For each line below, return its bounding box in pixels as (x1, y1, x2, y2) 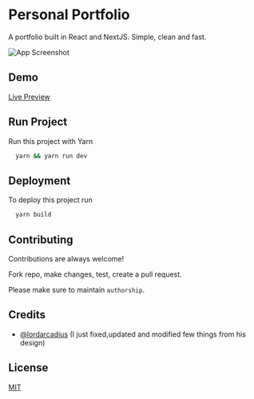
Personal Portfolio (8, 6, 130, 24)
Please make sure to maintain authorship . (8, 285, 145, 294)
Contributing (8, 233, 73, 246)
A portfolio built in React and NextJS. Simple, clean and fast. (8, 32, 207, 42)
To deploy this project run (8, 195, 93, 205)
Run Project (8, 115, 68, 129)
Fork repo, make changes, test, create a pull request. (8, 269, 182, 279)
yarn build (15, 210, 52, 219)
